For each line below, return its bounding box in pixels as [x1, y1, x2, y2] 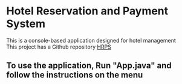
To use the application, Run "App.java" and [6, 61, 172, 71]
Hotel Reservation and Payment [6, 4, 169, 18]
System [6, 17, 46, 31]
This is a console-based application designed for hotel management [6, 37, 177, 44]
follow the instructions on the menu [6, 70, 143, 80]
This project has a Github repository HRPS [6, 43, 112, 50]
